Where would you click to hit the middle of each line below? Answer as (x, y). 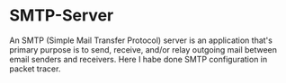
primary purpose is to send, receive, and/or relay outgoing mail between (143, 49)
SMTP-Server (62, 16)
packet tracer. (35, 69)
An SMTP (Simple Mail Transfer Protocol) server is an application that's (141, 40)
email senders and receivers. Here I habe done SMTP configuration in (139, 59)
